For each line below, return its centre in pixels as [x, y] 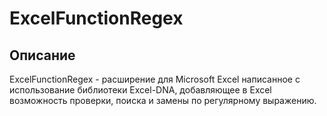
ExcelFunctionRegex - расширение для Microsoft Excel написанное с [155, 79]
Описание [42, 55]
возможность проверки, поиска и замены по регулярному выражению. [163, 100]
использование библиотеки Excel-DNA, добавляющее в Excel [140, 90]
